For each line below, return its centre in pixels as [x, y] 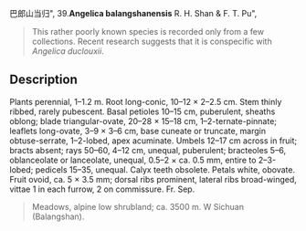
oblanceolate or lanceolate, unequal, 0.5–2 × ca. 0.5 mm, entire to [133, 160]
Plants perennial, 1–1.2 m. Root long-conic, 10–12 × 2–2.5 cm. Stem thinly [146, 101]
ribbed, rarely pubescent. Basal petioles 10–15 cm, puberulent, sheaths [142, 111]
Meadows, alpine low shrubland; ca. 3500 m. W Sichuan [138, 206]
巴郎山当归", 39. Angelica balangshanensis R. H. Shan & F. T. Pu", [133, 13]
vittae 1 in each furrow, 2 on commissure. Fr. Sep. [102, 189]
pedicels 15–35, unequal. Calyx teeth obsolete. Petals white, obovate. [165, 169]
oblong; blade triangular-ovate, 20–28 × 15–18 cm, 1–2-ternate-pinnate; [143, 121]
